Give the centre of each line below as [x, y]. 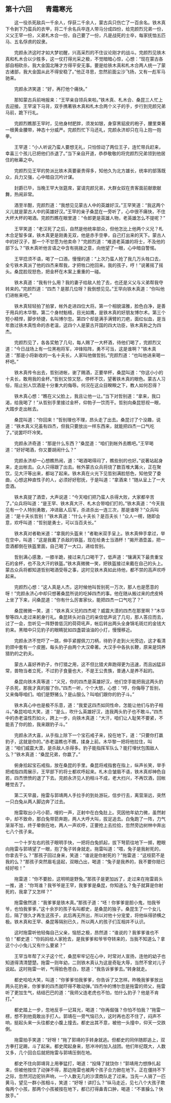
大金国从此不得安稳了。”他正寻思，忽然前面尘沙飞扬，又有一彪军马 [96, 72]
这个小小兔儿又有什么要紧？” [35, 945]
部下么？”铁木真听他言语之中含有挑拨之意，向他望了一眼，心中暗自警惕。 [82, 248]
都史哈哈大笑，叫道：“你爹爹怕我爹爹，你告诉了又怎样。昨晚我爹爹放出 [89, 979]
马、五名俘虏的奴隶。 [27, 41]
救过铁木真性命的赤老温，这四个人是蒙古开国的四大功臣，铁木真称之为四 [85, 325]
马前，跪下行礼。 [23, 112]
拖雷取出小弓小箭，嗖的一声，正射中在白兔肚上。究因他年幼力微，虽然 [88, 812]
